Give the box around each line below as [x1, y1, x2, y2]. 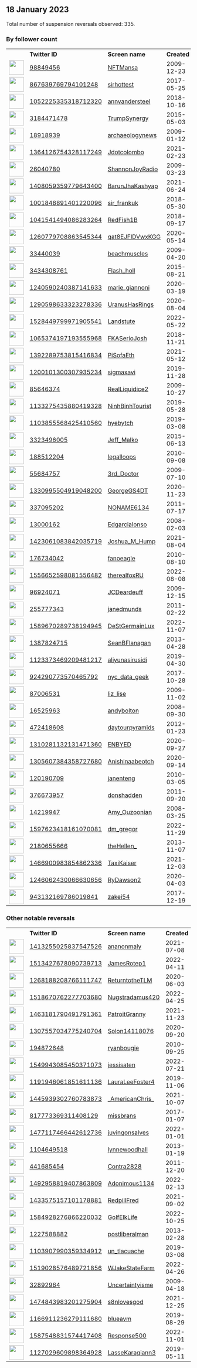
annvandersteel [107, 97, 151, 105]
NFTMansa [107, 64, 138, 72]
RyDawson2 [107, 876, 141, 884]
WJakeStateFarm [107, 1264, 155, 1272]
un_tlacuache [107, 1247, 145, 1256]
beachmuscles [107, 250, 148, 258]
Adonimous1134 [107, 1180, 154, 1188]
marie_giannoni [107, 284, 150, 292]
